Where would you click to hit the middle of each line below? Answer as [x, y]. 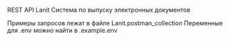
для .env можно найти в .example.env [62, 30]
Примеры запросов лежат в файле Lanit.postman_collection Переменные [115, 23]
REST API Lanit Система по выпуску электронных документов [99, 10]
